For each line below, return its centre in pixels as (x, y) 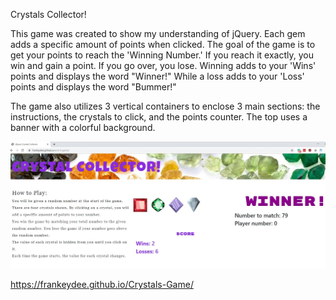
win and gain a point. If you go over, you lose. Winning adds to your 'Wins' (163, 65)
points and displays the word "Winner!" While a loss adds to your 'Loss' (157, 76)
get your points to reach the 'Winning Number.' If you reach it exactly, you (162, 55)
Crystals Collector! (48, 14)
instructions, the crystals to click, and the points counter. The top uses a (159, 117)
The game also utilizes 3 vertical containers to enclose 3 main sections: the (165, 106)
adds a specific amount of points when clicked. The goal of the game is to (163, 44)
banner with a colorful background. (83, 127)
